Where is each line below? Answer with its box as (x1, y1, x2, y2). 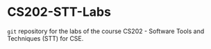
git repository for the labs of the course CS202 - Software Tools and (7, 27, 205, 35)
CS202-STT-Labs (7, 4, 111, 20)
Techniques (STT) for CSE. (7, 34, 84, 42)
